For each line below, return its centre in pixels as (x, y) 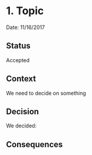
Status (18, 46)
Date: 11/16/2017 (25, 27)
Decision (23, 112)
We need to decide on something (46, 93)
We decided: (21, 126)
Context (21, 79)
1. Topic (25, 11)
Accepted (18, 60)
